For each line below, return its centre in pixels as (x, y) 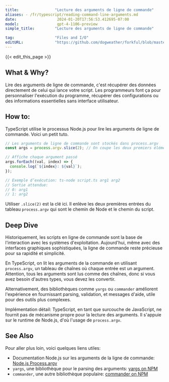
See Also (19, 336)
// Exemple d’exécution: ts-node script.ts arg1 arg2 (63, 180)
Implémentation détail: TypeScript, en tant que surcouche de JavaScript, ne (83, 309)
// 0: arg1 (17, 189)
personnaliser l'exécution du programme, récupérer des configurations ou (82, 95)
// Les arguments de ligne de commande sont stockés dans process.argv (82, 143)
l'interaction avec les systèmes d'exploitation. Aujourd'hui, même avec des (82, 243)
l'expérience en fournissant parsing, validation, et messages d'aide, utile (80, 294)
